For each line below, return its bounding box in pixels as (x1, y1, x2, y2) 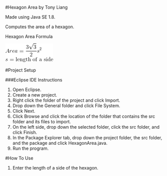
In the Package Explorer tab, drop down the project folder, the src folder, (12, 135, 162, 140)
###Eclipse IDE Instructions (5, 77, 63, 82)
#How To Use (5, 155, 34, 161)
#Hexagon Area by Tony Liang (5, 5, 68, 10)
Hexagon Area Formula (5, 34, 53, 39)
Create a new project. (12, 92, 58, 98)
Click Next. (12, 108, 36, 114)
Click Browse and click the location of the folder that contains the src (12, 113, 155, 119)
